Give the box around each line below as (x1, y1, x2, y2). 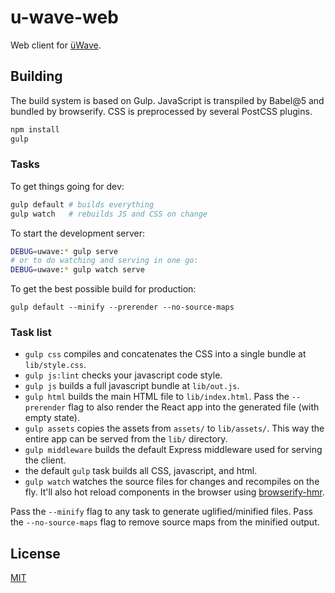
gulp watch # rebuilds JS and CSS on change (10, 209, 208, 219)
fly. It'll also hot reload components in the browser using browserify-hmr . (24, 486, 325, 498)
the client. (24, 454, 67, 466)
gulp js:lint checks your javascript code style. (24, 369, 223, 381)
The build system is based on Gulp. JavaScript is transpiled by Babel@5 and (10, 94, 325, 106)
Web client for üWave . (10, 39, 102, 51)
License (10, 545, 61, 562)
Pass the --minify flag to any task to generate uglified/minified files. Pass (10, 506, 313, 518)
